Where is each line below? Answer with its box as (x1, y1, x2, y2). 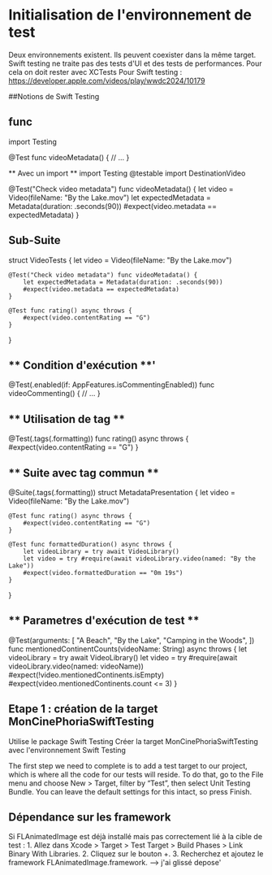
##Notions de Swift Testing (8, 91, 100, 101)
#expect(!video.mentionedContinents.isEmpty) (8, 669, 165, 680)
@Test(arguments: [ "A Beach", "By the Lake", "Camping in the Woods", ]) (8, 635, 255, 645)
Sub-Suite (8, 233, 61, 247)
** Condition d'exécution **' (8, 358, 156, 372)
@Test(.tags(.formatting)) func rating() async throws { (8, 433, 189, 444)
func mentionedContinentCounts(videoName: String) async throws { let (8, 644, 248, 654)
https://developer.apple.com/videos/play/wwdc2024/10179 (8, 76, 205, 85)
